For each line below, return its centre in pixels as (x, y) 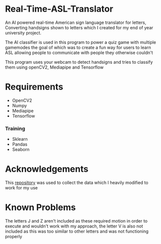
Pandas (20, 144)
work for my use (21, 188)
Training (15, 129)
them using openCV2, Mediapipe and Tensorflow (54, 67)
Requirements (34, 87)
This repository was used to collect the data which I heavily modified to (77, 183)
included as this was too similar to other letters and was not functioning (77, 231)
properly (14, 237)
